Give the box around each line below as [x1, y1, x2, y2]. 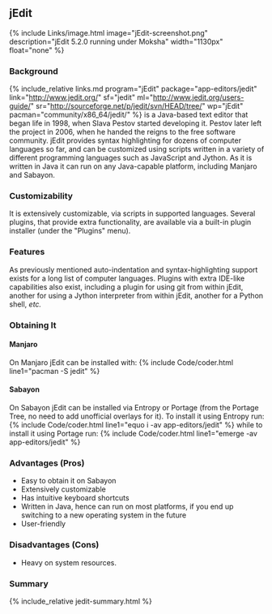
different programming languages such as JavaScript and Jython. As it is [9, 153, 253, 163]
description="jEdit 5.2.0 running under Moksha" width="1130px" [9, 36, 223, 46]
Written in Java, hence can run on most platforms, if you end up [20, 502, 234, 512]
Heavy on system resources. [20, 557, 117, 567]
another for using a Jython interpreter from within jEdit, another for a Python [9, 290, 264, 300]
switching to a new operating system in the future [20, 510, 187, 520]
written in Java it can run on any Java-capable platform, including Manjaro [9, 161, 257, 171]
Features [9, 247, 45, 258]
